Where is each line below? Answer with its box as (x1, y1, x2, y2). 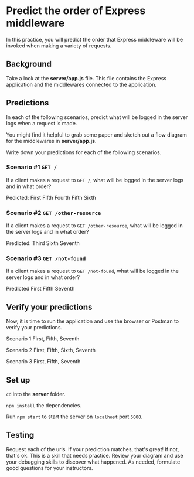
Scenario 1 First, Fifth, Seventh (6, 335, 80, 342)
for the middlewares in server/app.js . (6, 137, 97, 144)
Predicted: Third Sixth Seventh (6, 240, 80, 247)
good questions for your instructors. (6, 464, 93, 471)
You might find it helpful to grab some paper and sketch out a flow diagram (6, 131, 188, 138)
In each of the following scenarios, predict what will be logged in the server (6, 113, 188, 121)
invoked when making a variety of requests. (6, 42, 112, 49)
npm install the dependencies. (6, 402, 82, 409)
